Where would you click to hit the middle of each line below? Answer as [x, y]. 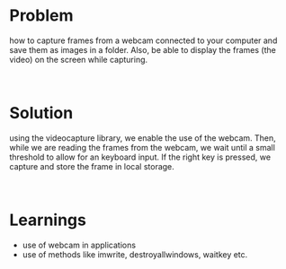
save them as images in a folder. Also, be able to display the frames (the [143, 49]
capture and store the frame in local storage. [92, 166]
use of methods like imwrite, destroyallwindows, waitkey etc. [135, 254]
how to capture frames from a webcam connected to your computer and [143, 40]
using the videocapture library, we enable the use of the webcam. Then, [143, 138]
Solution [41, 113]
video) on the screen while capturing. [79, 59]
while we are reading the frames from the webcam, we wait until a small [143, 147]
